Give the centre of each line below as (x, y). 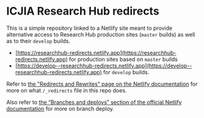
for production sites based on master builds (124, 59)
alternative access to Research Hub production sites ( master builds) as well (101, 34)
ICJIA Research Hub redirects (83, 11)
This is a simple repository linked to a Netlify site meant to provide (89, 28)
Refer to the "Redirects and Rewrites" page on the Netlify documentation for (102, 84)
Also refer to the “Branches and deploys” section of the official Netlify (94, 102)
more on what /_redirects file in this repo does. (67, 90)
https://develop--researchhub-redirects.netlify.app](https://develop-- (105, 66)
